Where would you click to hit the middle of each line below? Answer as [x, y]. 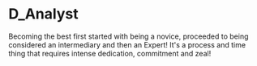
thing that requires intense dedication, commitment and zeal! [110, 53]
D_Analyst [43, 14]
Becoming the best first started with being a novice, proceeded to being [128, 36]
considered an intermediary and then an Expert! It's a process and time [127, 44]
